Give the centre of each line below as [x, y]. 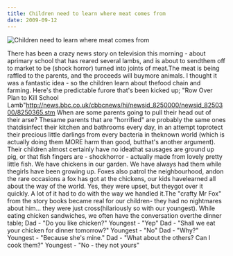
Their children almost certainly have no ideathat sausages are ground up [111, 149]
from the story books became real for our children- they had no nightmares [114, 200]
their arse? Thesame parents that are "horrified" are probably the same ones [116, 119]
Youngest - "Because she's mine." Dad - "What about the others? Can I [109, 237]
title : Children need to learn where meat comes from [87, 14]
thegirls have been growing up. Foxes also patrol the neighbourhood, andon [115, 171]
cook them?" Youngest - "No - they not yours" [74, 245]
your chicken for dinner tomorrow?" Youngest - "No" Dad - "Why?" [103, 230]
